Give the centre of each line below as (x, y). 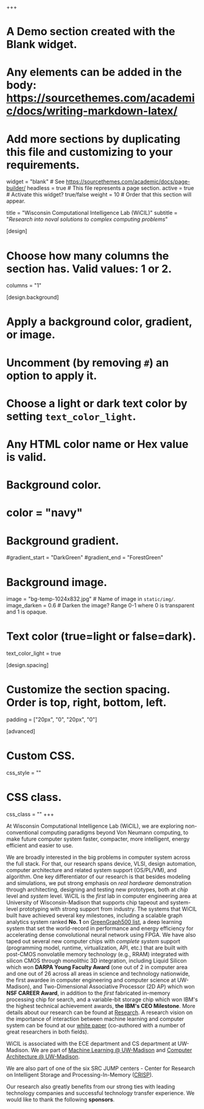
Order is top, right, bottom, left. (86, 703)
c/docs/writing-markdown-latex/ (92, 111)
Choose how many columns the (88, 256)
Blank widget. (42, 45)
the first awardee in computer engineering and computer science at (91, 980)
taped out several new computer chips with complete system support (93, 941)
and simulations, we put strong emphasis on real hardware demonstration (99, 883)
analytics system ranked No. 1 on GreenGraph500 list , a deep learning (94, 922)
